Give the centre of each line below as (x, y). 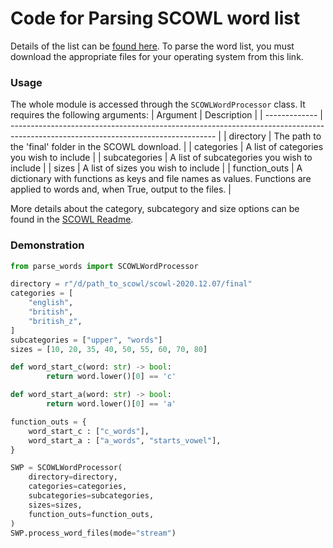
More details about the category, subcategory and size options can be (155, 209)
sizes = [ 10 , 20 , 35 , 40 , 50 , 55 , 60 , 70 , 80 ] (109, 349)
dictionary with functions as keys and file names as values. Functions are (161, 179)
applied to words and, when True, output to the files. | (121, 189)
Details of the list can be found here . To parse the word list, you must (152, 46)
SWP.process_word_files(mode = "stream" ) (93, 533)
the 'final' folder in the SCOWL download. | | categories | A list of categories (167, 147)
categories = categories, (78, 487)
